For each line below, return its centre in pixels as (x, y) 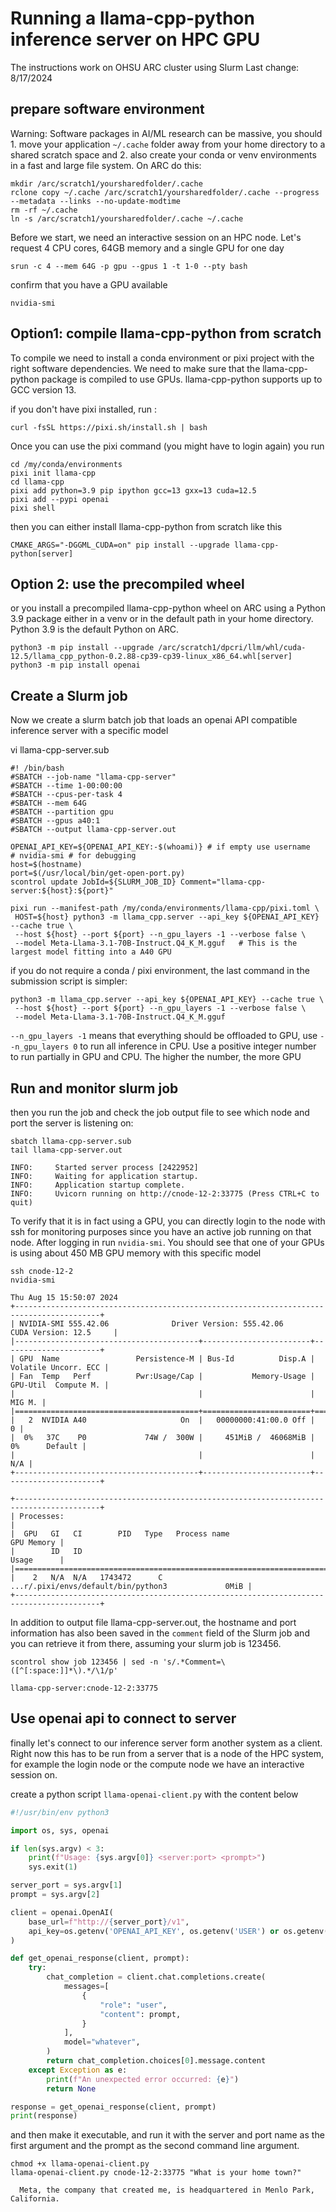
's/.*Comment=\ (194, 1662)
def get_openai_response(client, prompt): (100, 1958)
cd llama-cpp (37, 482)
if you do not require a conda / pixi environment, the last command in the (160, 971)
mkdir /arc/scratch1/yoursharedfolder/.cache (106, 183)
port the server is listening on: (72, 1123)
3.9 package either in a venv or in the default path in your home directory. (162, 619)
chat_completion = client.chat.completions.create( (156, 1977)
